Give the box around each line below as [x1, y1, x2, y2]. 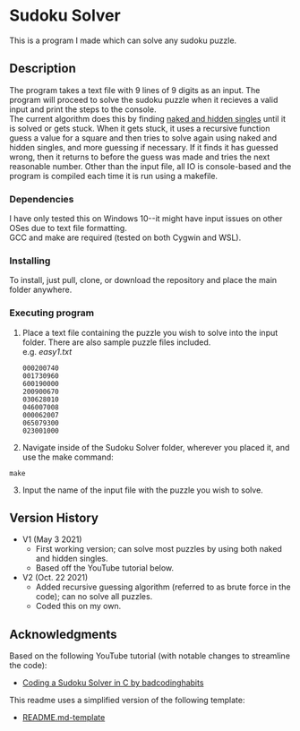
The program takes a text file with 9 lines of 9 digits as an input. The [9, 84, 261, 95]
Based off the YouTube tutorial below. [35, 563, 175, 573]
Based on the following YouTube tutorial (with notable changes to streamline [9, 650, 291, 661]
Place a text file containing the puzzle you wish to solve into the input [21, 327, 279, 338]
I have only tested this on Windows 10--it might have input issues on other [9, 213, 283, 224]
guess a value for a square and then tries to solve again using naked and [9, 132, 278, 143]
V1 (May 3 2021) [21, 534, 82, 545]
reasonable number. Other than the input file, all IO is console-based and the [9, 160, 292, 171]
